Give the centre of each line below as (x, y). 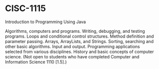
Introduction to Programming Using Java (46, 22)
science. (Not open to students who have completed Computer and (72, 56)
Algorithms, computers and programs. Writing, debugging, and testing (75, 31)
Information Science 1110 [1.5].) (36, 62)
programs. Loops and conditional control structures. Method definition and (79, 36)
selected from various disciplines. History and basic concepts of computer (79, 52)
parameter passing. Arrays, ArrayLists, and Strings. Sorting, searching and (79, 41)
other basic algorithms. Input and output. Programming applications (72, 46)
